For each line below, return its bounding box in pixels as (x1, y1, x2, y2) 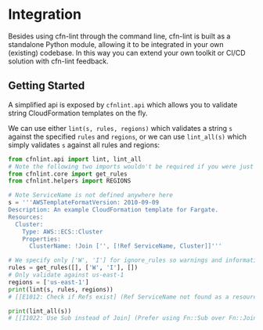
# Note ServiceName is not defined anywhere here (8, 191, 174, 199)
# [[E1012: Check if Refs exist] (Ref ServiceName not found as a (8, 292, 229, 301)
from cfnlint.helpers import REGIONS (8, 177, 131, 185)
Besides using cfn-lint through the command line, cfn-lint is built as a (8, 31, 231, 41)
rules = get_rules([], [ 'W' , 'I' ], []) (8, 264, 139, 272)
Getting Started (8, 79, 85, 92)
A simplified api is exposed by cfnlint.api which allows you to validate (8, 100, 238, 109)
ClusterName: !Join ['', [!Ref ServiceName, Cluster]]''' (28, 242, 222, 250)
